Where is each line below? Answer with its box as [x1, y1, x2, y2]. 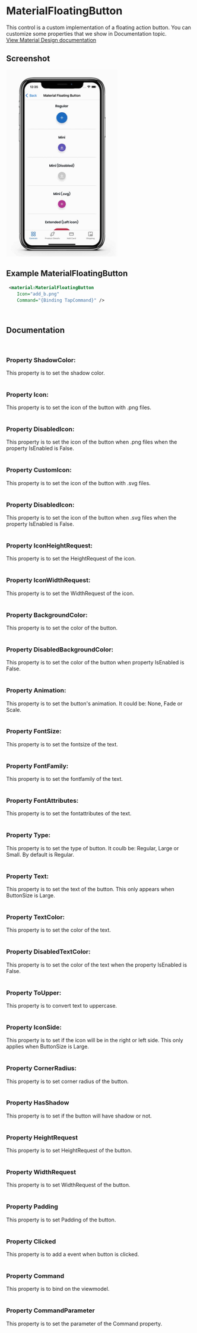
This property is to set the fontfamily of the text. [6, 775, 123, 783]
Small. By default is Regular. [6, 851, 75, 858]
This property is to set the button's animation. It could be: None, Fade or [6, 699, 183, 707]
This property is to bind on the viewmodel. [6, 1285, 110, 1293]
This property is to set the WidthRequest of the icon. [6, 590, 135, 597]
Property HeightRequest [6, 1133, 78, 1141]
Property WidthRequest [6, 1168, 76, 1176]
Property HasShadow [6, 1098, 69, 1107]
